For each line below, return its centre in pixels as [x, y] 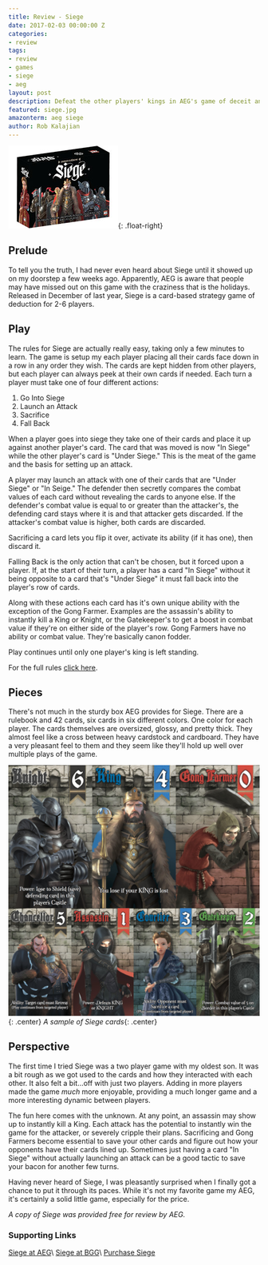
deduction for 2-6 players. [51, 304]
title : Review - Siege [46, 17]
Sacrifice [35, 415]
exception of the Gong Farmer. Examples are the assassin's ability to [121, 611]
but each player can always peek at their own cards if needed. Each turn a [130, 374]
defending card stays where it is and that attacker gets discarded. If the [126, 513]
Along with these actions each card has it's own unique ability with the [124, 603]
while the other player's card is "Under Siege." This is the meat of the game [132, 455]
